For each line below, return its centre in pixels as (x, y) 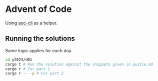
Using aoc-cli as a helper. (31, 23)
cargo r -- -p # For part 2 (34, 74)
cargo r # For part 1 (28, 69)
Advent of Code (38, 9)
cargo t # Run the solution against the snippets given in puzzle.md (79, 64)
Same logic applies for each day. (39, 50)
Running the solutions (40, 39)
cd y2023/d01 (19, 60)
